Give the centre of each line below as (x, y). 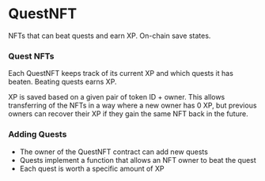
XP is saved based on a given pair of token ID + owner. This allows (117, 97)
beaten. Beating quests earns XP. (62, 82)
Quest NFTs (31, 56)
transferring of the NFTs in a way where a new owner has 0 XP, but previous (132, 106)
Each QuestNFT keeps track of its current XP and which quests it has (121, 74)
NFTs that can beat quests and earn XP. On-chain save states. (110, 36)
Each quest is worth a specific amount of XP (92, 168)
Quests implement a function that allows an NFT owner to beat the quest (138, 160)
